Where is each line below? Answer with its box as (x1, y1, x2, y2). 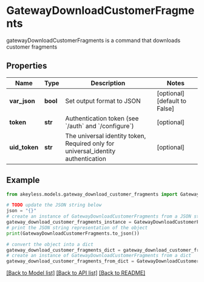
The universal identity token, (65, 131, 146, 140)
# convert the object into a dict (6, 241, 94, 247)
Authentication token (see (65, 114, 139, 122)
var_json (9, 97, 35, 105)
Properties (6, 61, 47, 71)
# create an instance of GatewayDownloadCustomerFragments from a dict (6, 253, 191, 259)
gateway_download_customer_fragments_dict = (6, 247, 121, 253)
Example (6, 175, 40, 185)
